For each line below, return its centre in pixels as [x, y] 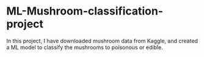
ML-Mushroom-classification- [85, 11]
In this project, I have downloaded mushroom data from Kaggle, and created [102, 41]
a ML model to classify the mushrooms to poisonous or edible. [85, 47]
